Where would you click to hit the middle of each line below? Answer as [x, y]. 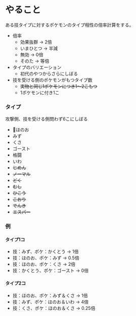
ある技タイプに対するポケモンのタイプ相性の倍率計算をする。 [70, 25]
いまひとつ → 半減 [39, 48]
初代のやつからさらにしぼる [49, 73]
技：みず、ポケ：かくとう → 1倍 [46, 252]
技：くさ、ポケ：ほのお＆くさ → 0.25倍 [54, 308]
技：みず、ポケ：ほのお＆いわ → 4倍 [51, 302]
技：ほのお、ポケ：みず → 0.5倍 [46, 258]
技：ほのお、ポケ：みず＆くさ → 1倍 [50, 295]
